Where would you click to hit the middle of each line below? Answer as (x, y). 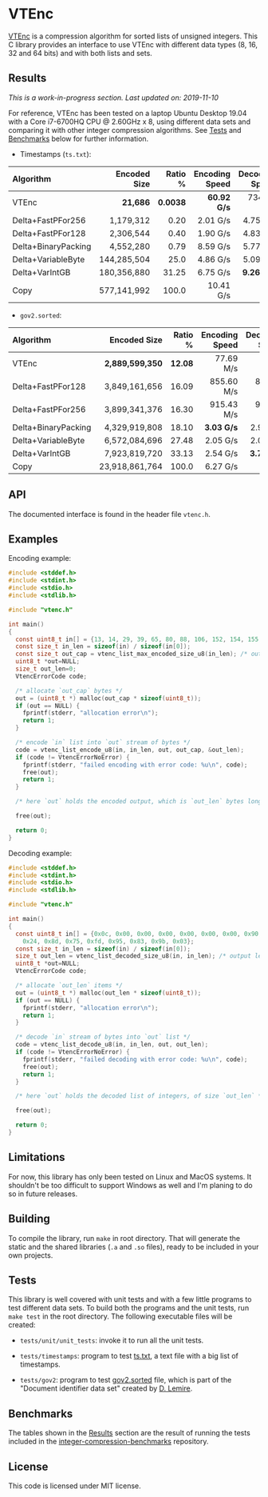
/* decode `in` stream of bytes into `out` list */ (103, 1037)
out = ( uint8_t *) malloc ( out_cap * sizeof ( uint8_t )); (108, 698)
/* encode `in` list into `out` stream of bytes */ (103, 742)
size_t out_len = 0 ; (46, 669)
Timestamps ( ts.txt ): (55, 154)
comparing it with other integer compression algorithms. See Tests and (125, 130)
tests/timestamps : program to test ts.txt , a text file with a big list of (129, 1356)
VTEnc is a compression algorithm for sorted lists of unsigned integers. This (133, 36)
